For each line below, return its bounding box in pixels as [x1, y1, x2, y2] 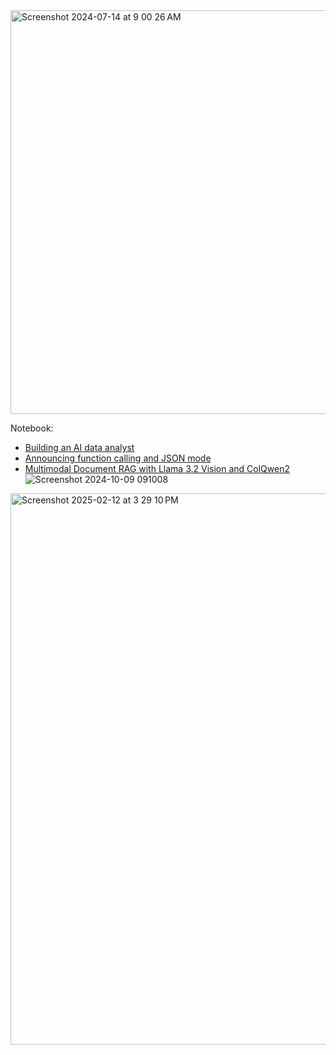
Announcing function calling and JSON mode [24, 452, 212, 464]
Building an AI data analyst [24, 442, 135, 453]
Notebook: [10, 422, 54, 434]
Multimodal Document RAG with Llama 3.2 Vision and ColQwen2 [24, 463, 290, 474]
